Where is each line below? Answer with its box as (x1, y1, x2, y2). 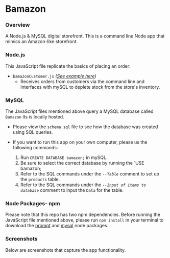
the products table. (20, 176, 60, 183)
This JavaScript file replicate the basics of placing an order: (5, 63, 131, 69)
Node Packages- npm (5, 200, 60, 207)
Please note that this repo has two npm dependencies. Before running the (5, 211, 161, 218)
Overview (5, 22, 30, 29)
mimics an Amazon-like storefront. (5, 38, 78, 45)
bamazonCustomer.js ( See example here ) (12, 73, 97, 79)
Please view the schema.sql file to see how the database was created (12, 124, 158, 130)
